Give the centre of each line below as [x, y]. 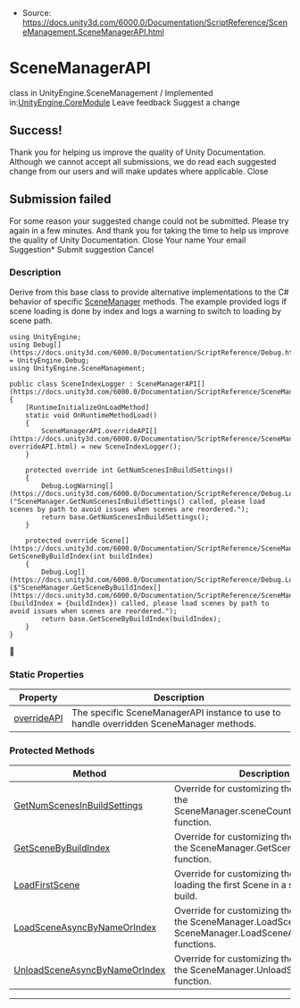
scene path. [31, 320]
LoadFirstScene [47, 885]
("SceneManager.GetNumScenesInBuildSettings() [97, 501]
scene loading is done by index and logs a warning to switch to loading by [145, 311]
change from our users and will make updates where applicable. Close [139, 171]
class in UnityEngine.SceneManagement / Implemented [111, 92]
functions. [195, 944]
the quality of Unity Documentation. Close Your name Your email [128, 240]
